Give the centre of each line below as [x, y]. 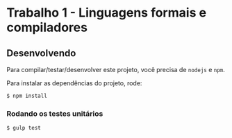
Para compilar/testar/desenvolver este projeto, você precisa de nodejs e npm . [116, 70]
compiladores [47, 27]
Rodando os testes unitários [55, 114]
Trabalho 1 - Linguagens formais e [106, 13]
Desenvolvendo [41, 53]
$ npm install [27, 96]
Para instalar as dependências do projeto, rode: [74, 83]
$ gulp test [24, 128]
